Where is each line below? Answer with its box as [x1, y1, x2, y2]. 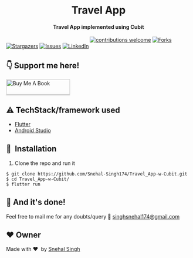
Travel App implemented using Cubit [53, 23, 144, 30]
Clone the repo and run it [14, 160, 75, 167]
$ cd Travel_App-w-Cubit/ [6, 176, 69, 182]
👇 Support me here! [6, 60, 80, 71]
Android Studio [14, 127, 51, 134]
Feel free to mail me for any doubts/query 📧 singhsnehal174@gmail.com [6, 213, 180, 220]
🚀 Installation [6, 144, 57, 154]
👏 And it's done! [6, 197, 66, 207]
